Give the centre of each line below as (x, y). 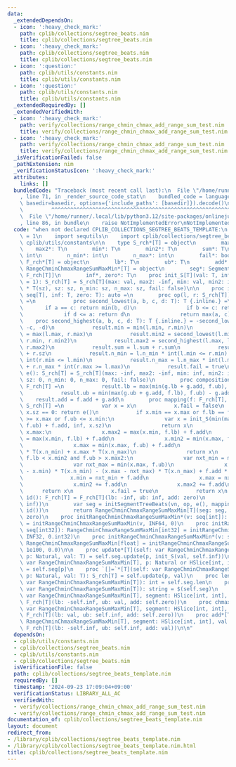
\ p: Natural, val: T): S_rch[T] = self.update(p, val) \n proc (119, 576)
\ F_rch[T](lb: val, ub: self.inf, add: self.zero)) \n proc (114, 615)
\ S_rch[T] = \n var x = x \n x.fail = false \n (122, 406)
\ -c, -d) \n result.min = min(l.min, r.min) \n (106, 328)
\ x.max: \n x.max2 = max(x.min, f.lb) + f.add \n (116, 432)
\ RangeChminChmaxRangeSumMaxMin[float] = (83, 543)
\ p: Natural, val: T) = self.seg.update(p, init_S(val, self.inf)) (122, 556)
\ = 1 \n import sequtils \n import (80, 236)
